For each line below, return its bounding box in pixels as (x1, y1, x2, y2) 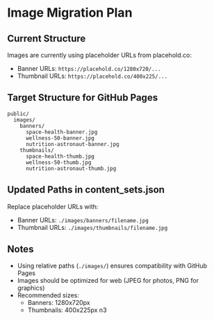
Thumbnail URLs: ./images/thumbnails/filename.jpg (17, 223, 168, 231)
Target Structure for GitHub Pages (7, 92, 158, 104)
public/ (7, 110, 30, 117)
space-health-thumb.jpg (25, 153, 95, 160)
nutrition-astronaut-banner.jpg (25, 140, 120, 147)
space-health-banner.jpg (25, 129, 98, 135)
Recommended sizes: (17, 291, 80, 299)
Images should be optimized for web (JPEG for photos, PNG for (17, 277, 199, 285)
